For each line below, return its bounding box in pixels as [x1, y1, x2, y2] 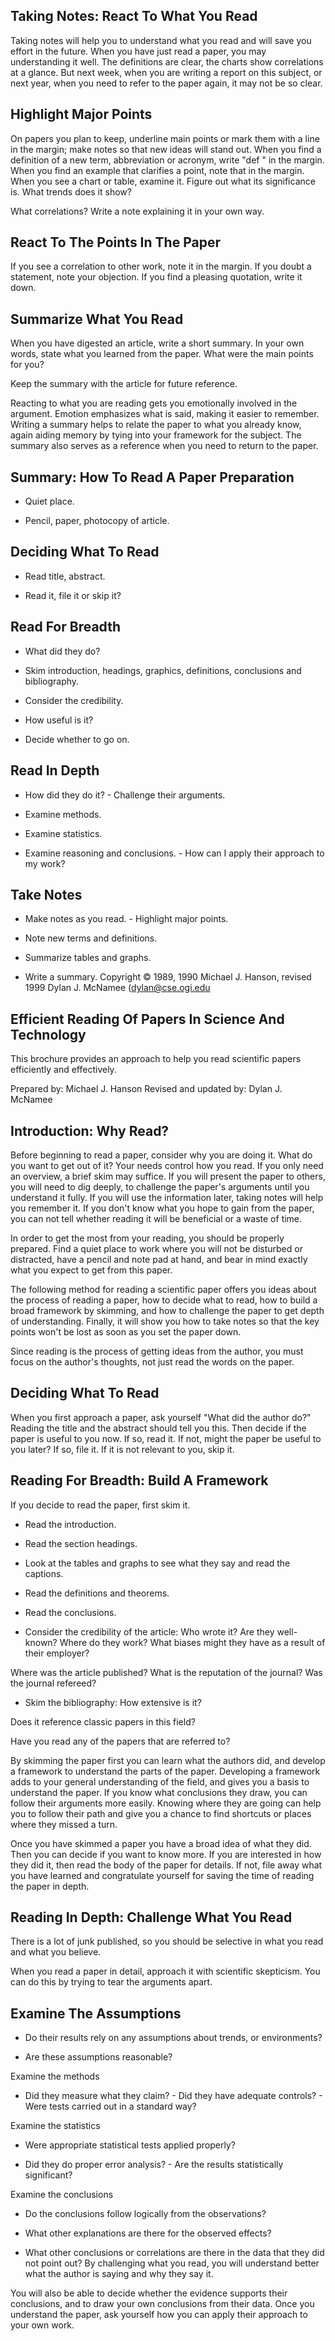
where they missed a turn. [10, 1818, 118, 1830]
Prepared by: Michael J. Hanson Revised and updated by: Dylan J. [10, 1083, 283, 1095]
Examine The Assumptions [10, 2005, 182, 2022]
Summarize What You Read [10, 310, 184, 328]
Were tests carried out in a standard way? [24, 2100, 197, 2113]
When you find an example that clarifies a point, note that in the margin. [10, 164, 305, 176]
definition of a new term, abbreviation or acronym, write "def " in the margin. [10, 154, 325, 166]
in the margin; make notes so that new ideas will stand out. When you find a [10, 143, 322, 155]
